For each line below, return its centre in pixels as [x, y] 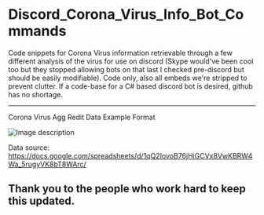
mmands [37, 31]
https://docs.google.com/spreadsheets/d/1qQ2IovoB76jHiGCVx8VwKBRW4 [130, 155]
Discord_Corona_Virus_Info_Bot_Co [126, 15]
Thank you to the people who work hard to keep [127, 189]
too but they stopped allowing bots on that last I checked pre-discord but [126, 69]
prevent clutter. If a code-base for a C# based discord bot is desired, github [130, 86]
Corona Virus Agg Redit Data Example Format [82, 117]
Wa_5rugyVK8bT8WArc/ [47, 164]
